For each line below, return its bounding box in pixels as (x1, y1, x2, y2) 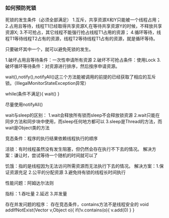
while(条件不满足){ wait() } (5, 91, 60, 97)
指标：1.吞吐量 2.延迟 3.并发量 (5, 191, 67, 197)
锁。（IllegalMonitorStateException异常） (5, 80, 89, 86)
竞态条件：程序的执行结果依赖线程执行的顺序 (5, 136, 98, 142)
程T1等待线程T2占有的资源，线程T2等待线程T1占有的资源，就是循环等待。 (5, 36, 158, 42)
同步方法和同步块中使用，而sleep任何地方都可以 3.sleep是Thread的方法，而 (5, 119, 162, 125)
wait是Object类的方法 (5, 125, 50, 131)
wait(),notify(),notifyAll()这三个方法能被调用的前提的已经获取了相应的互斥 (5, 74, 156, 80)
